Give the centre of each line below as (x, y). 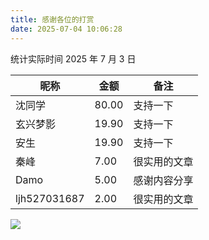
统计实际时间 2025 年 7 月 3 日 (73, 58)
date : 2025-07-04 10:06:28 (66, 29)
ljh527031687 (50, 198)
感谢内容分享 (163, 180)
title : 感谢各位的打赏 (52, 19)
